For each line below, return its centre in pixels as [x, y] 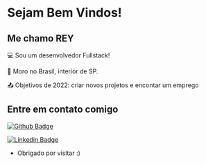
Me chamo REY [41, 38]
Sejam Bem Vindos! [65, 13]
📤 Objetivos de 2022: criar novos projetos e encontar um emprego [103, 85]
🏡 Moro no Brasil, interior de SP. [53, 71]
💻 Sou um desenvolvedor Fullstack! [59, 55]
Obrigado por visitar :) [49, 153]
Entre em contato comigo [63, 110]
